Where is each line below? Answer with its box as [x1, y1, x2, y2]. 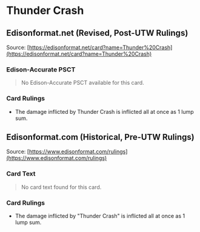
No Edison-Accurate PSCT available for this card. [21, 79, 144, 87]
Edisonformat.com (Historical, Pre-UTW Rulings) [6, 131, 195, 142]
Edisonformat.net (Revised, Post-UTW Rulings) [6, 28, 188, 38]
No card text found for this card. [21, 183, 102, 191]
